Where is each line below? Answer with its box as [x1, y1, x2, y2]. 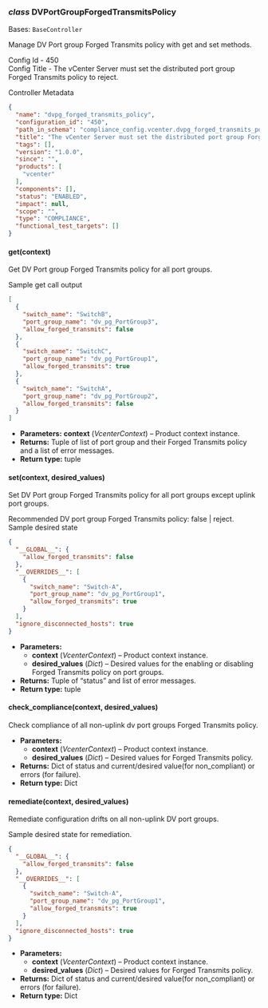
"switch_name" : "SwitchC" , [22, 347, 112, 355]
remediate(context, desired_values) [8, 796, 129, 806]
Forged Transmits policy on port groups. [31, 667, 164, 677]
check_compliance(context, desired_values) [8, 702, 159, 712]
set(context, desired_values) [8, 472, 105, 482]
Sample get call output [8, 280, 82, 290]
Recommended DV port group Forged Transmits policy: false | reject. [8, 514, 235, 524]
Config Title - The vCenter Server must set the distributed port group [8, 64, 235, 73]
